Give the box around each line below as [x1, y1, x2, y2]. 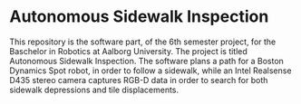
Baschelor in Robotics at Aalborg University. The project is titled [9, 45, 248, 56]
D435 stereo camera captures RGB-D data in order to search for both [9, 74, 268, 85]
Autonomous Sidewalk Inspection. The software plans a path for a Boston [9, 55, 284, 66]
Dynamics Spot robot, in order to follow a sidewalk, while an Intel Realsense [9, 65, 292, 76]
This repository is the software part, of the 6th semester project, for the [9, 36, 277, 47]
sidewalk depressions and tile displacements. [9, 84, 180, 95]
